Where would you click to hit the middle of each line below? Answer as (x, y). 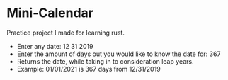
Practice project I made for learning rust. (66, 33)
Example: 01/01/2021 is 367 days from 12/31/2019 (89, 69)
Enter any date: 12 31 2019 (55, 46)
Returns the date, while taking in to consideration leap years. (105, 61)
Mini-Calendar (50, 13)
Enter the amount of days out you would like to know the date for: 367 (119, 54)
